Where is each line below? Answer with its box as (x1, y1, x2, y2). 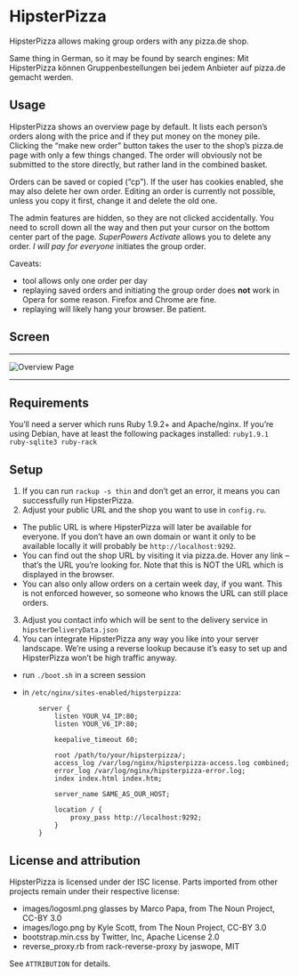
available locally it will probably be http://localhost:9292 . (21, 541, 237, 552)
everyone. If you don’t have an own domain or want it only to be (21, 531, 256, 542)
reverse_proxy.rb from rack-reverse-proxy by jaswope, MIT (21, 941, 240, 951)
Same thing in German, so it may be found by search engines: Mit (9, 52, 249, 63)
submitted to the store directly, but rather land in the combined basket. (9, 158, 269, 170)
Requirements (9, 395, 89, 410)
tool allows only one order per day (21, 275, 149, 286)
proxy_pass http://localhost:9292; (69, 813, 202, 822)
